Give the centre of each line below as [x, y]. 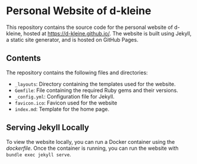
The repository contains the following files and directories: [77, 73]
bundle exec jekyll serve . [39, 154]
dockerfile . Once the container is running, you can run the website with [92, 148]
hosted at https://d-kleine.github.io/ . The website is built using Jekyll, [107, 33]
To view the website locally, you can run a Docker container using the [91, 142]
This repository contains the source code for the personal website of [89, 27]
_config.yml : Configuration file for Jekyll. [65, 96]
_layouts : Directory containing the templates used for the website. [95, 84]
